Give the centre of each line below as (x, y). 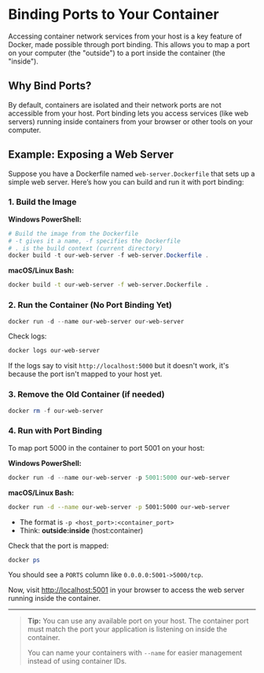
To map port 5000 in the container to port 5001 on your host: (106, 448)
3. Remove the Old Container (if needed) (86, 394)
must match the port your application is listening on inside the (127, 629)
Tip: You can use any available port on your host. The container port (138, 621)
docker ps (24, 560)
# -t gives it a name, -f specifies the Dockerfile (94, 241)
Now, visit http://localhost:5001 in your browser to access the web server (126, 590)
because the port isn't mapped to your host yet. (85, 374)
